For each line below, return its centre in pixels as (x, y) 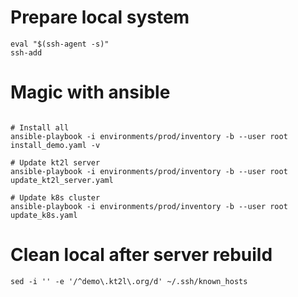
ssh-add (26, 52)
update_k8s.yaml (44, 215)
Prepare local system (100, 17)
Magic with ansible (90, 92)
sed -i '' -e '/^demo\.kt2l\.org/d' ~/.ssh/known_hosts (129, 281)
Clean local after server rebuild (141, 255)
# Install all (40, 127)
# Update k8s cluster (55, 197)
